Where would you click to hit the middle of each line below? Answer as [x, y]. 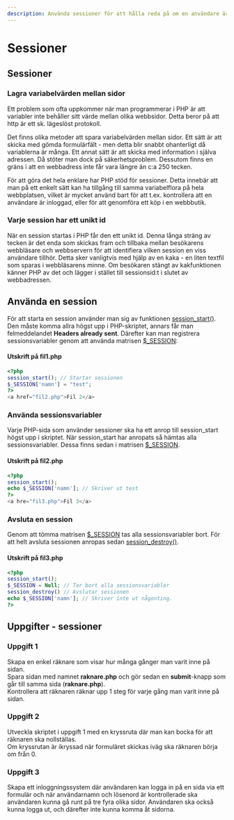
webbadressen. [30, 280]
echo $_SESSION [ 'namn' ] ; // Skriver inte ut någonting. [90, 599]
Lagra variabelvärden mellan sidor [66, 93]
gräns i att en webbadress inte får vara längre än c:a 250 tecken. [100, 166]
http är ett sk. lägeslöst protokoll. [54, 123]
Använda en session [52, 302]
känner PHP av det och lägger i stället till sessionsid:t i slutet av [98, 272]
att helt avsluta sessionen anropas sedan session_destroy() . [93, 542]
